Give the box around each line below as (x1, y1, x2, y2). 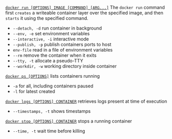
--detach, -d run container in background (12, 25, 102, 31)
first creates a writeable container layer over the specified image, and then (5, 10, 163, 16)
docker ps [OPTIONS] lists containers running (5, 73, 100, 79)
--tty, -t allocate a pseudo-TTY (12, 58, 84, 63)
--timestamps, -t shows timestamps (12, 108, 91, 114)
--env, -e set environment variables (12, 31, 90, 36)
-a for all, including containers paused (12, 83, 93, 89)
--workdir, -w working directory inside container (12, 63, 117, 69)
